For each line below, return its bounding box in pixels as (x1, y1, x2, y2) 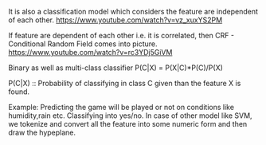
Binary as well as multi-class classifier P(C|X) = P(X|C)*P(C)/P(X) (8, 63, 223, 72)
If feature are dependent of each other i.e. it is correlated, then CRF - (8, 31, 235, 40)
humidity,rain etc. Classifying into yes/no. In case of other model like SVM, (8, 111, 252, 120)
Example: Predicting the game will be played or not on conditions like (8, 103, 235, 112)
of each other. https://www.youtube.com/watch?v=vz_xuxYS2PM (8, 15, 223, 25)
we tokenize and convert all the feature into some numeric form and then (8, 120, 248, 128)
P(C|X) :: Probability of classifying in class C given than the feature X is (8, 79, 241, 88)
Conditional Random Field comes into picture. (8, 39, 158, 49)
